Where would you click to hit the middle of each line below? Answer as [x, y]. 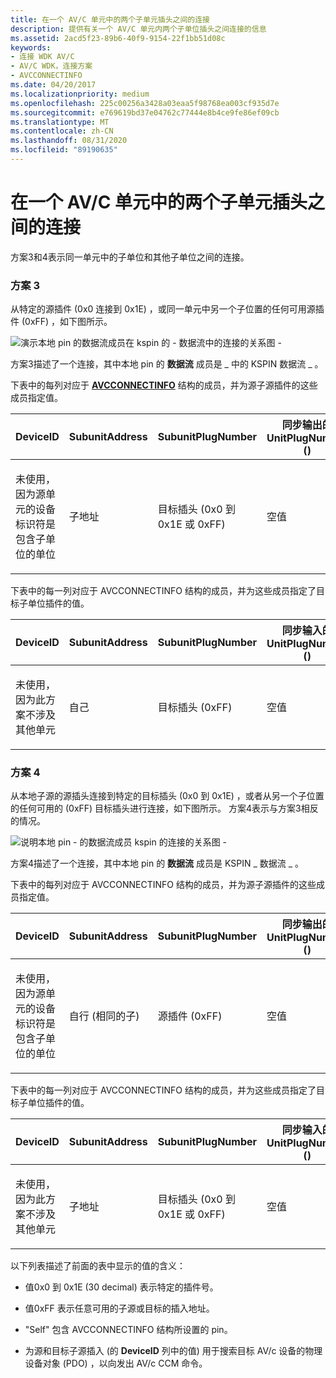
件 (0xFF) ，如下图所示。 [61, 322]
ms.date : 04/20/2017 [53, 85]
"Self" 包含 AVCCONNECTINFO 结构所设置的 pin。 [128, 1330]
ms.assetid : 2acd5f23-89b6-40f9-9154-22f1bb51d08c [118, 38]
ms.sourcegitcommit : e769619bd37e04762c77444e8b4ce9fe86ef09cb [145, 112]
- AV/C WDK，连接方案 [51, 66]
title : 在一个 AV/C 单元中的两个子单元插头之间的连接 [110, 19]
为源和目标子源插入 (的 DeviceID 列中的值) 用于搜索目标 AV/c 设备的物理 [173, 1351]
